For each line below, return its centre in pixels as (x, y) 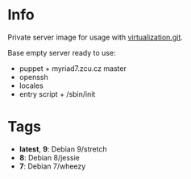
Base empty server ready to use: (62, 52)
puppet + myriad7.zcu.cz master (73, 68)
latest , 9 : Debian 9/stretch (63, 149)
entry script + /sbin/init (57, 94)
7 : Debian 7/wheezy (52, 166)
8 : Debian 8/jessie (49, 157)
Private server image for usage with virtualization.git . (95, 37)
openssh (34, 77)
